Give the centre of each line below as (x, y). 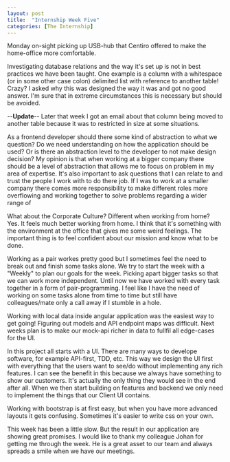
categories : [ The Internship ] (50, 26)
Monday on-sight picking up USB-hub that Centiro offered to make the (107, 46)
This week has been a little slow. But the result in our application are (103, 429)
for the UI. (21, 338)
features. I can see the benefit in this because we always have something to (114, 373)
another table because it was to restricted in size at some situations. (104, 124)
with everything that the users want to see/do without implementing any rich (115, 366)
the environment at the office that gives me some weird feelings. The (105, 231)
